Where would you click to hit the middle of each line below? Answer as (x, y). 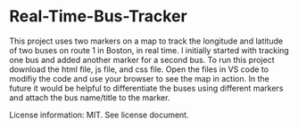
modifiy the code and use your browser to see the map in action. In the (139, 78)
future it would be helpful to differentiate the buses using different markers (146, 88)
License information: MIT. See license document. (99, 115)
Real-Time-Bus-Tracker (98, 16)
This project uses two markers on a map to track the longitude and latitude (146, 41)
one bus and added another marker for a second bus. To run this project (142, 60)
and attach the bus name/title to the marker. (90, 97)
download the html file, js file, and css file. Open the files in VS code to (139, 69)
